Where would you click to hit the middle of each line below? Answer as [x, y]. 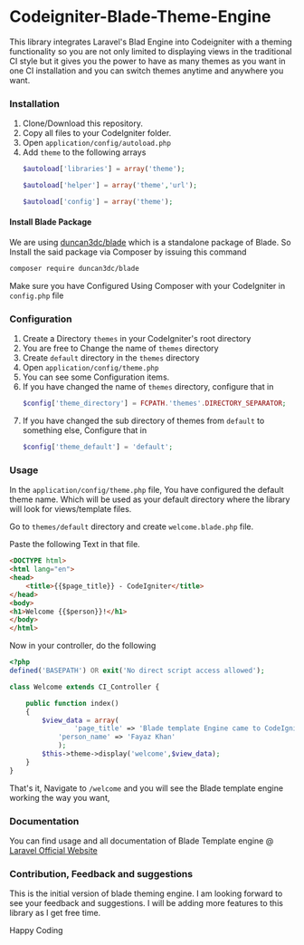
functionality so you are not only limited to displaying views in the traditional [151, 51]
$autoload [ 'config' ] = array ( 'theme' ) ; [98, 201]
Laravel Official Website [53, 850]
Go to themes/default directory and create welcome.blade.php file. [132, 526]
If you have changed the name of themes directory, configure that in [148, 387]
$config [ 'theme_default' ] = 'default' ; [98, 447]
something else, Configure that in [85, 430]
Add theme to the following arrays [84, 152]
